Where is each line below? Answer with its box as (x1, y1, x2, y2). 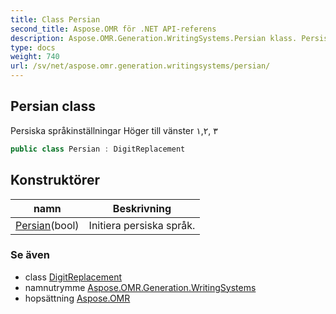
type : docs (10, 42, 56, 53)
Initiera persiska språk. (88, 218, 196, 232)
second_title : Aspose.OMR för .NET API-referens (10, 24, 217, 34)
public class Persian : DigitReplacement (10, 144, 186, 154)
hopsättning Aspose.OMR (24, 292, 131, 304)
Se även (10, 248, 50, 262)
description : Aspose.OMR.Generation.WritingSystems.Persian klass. (10, 33, 298, 43)
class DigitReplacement (24, 271, 123, 283)
